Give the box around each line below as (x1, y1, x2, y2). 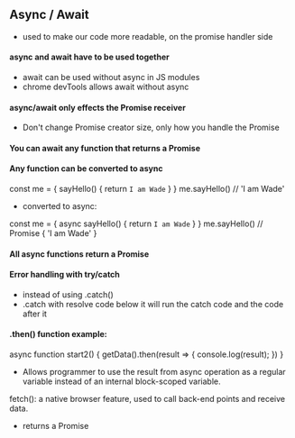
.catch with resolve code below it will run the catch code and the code (22, 298, 284, 309)
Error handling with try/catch (9, 269, 120, 280)
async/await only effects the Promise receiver (9, 102, 187, 113)
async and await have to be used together (9, 51, 170, 62)
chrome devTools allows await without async (22, 81, 189, 93)
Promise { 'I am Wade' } (9, 228, 97, 239)
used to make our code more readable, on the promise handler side (22, 31, 273, 41)
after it (22, 308, 48, 319)
